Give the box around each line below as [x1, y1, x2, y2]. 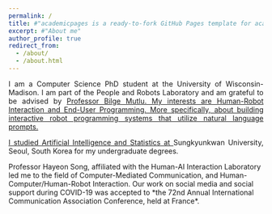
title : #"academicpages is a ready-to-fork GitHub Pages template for [8, 19, 252, 27]
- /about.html [15, 57, 63, 65]
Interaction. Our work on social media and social [92, 178, 253, 188]
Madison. [8, 87, 40, 97]
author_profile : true [8, 34, 82, 43]
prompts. [8, 122, 39, 132]
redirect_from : [8, 42, 60, 50]
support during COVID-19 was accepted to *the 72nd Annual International [8, 187, 254, 197]
